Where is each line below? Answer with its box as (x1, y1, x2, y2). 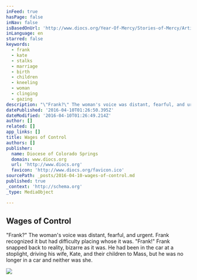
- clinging (11, 91, 38, 96)
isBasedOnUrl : (6, 25, 41, 31)
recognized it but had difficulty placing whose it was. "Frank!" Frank (6, 238, 170, 245)
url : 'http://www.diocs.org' (11, 162, 83, 168)
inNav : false (6, 19, 38, 25)
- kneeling (11, 80, 38, 86)
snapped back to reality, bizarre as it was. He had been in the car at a (6, 244, 174, 251)
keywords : (6, 42, 30, 48)
